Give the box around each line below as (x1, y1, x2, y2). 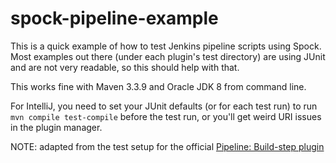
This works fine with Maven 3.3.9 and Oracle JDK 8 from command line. (10, 80, 307, 92)
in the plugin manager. (10, 121, 103, 133)
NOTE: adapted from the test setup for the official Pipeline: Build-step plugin (10, 140, 325, 152)
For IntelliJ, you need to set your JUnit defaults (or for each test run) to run (10, 100, 318, 112)
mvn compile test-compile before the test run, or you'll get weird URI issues (10, 110, 322, 122)
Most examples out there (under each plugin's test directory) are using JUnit (10, 50, 326, 62)
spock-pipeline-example (10, 7, 219, 30)
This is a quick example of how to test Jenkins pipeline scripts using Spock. (10, 40, 322, 52)
